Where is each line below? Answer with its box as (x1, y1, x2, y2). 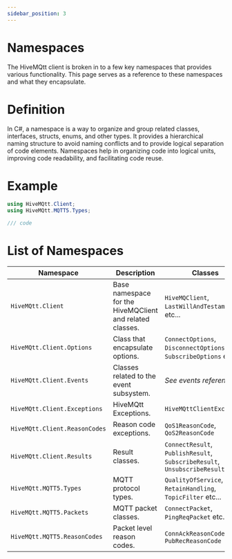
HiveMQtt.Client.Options (10, 343, 93, 351)
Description (115, 268, 155, 277)
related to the (113, 371, 157, 381)
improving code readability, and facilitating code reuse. (7, 153, 164, 162)
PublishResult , (164, 448, 213, 457)
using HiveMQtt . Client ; (7, 201, 76, 208)
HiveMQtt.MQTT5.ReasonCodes (10, 533, 103, 540)
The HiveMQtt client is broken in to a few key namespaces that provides (7, 63, 212, 71)
